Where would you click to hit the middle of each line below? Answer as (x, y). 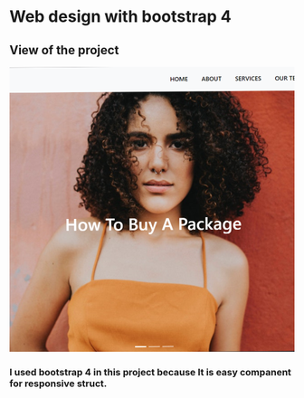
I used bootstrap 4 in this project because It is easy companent (151, 372)
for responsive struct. (58, 384)
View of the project (64, 50)
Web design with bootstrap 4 (121, 17)
